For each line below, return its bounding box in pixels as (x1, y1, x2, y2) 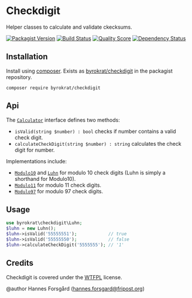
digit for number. (14, 146, 55, 153)
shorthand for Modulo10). (14, 175, 76, 182)
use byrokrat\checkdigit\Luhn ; (6, 220, 83, 226)
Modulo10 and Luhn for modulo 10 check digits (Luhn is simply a (14, 169, 166, 176)
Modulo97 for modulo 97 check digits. (14, 187, 104, 194)
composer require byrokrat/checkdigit (6, 85, 101, 91)
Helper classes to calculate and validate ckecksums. (6, 23, 133, 30)
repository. (6, 73, 32, 80)
